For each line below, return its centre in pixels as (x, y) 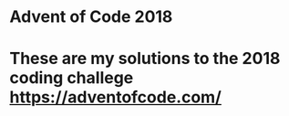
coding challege (72, 78)
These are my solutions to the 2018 (145, 59)
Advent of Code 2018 (91, 17)
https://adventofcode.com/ (115, 97)
